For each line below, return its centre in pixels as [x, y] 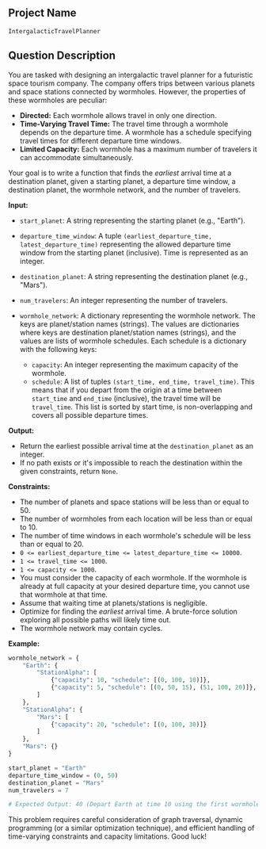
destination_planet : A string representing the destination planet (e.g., [133, 276]
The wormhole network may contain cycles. [91, 628]
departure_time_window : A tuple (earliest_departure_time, [116, 235]
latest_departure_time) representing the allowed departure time [125, 244]
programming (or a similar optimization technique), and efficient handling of [131, 828]
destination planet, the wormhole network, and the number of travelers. [125, 189]
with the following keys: [58, 349]
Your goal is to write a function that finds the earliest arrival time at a [120, 173]
